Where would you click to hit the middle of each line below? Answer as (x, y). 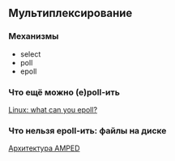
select (30, 54)
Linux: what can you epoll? (53, 109)
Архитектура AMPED (44, 148)
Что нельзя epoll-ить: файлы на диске (87, 130)
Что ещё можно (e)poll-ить (64, 92)
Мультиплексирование (70, 13)
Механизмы (34, 36)
